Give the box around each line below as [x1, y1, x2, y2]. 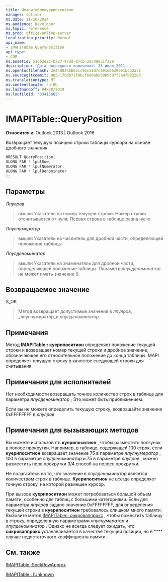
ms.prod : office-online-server [6, 31, 71, 36]
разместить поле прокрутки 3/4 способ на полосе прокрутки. [6, 461, 140, 467]
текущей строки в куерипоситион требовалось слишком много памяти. [6, 507, 162, 513]
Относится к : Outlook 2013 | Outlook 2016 [6, 130, 95, 136]
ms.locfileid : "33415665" [6, 92, 60, 97]
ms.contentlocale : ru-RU [6, 82, 58, 87]
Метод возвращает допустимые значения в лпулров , [18, 308, 132, 314]
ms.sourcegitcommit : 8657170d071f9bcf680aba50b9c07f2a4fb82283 [6, 73, 141, 78]
